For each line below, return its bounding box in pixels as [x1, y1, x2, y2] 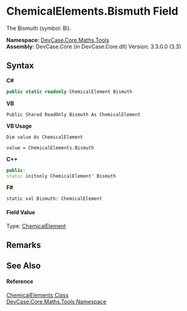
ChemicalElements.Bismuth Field [6, 4, 178, 18]
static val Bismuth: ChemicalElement [6, 196, 103, 202]
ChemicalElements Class [6, 291, 69, 299]
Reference [6, 277, 34, 285]
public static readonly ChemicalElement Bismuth [6, 89, 133, 95]
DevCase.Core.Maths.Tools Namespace [6, 298, 107, 305]
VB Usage [6, 122, 32, 130]
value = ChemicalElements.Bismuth [6, 145, 95, 151]
